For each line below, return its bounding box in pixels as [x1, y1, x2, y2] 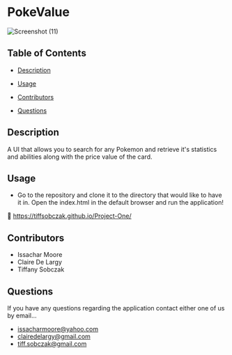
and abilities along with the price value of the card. [7, 152, 153, 161]
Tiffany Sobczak [17, 265, 65, 274]
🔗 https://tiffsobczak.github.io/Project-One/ [7, 212, 132, 220]
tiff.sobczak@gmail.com [17, 340, 87, 348]
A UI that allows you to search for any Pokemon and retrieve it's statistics [7, 145, 217, 153]
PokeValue [7, 4, 70, 20]
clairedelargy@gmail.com [17, 332, 91, 340]
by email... [7, 311, 37, 319]
